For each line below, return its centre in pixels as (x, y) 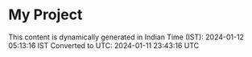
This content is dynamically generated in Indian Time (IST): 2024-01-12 (126, 37)
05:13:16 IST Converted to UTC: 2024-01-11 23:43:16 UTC (104, 45)
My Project (45, 15)
